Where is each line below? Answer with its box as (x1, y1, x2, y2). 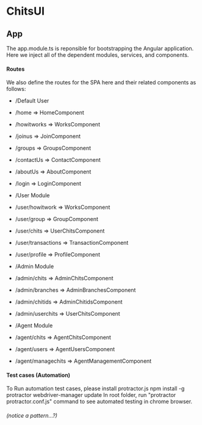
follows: (6, 85, 26, 93)
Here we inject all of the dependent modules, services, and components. (6, 51, 189, 59)
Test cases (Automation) (6, 371, 71, 379)
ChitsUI (6, 4, 45, 18)
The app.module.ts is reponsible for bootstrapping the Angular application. (6, 45, 194, 52)
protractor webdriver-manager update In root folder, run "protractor (6, 391, 176, 399)
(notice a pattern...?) (6, 412, 58, 419)
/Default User (15, 97, 49, 104)
